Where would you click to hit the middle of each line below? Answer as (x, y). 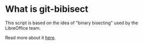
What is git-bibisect (47, 9)
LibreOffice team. (23, 28)
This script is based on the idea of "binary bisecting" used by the (71, 23)
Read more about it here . (31, 38)
